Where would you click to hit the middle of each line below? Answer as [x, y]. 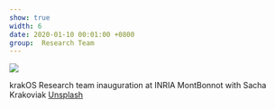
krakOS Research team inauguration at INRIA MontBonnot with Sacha [138, 86]
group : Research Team [52, 43]
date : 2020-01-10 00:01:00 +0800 [72, 34]
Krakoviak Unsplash [46, 95]
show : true [30, 18]
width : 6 [26, 26]
